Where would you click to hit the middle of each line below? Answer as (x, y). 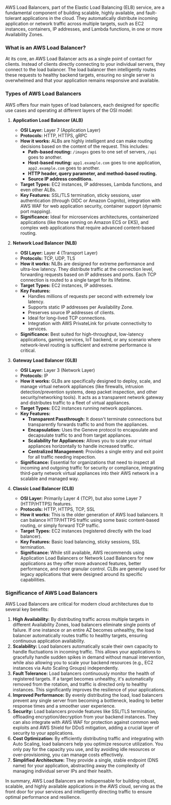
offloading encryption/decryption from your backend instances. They (85, 717)
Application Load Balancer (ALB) (48, 120)
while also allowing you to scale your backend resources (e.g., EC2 (83, 662)
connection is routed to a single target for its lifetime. (76, 280)
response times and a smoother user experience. (64, 706)
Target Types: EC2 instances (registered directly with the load (85, 531)
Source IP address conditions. (60, 179)
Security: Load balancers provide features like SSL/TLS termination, (84, 711)
